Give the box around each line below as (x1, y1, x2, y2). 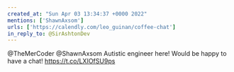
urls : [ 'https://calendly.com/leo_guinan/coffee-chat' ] (7, 23, 176, 30)
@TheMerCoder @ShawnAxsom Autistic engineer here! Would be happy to (7, 49, 227, 58)
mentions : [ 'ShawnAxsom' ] (7, 17, 84, 24)
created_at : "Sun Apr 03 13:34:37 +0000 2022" (7, 10, 147, 18)
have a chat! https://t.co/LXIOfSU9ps (7, 57, 116, 66)
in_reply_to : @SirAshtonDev (7, 30, 91, 37)
